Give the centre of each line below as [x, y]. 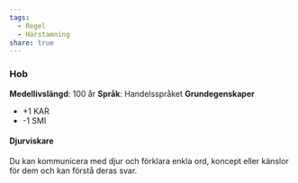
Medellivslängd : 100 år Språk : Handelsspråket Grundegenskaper [132, 93]
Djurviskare [32, 141]
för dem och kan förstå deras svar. [73, 170]
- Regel [32, 26]
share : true [32, 43]
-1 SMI [34, 120]
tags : [19, 17]
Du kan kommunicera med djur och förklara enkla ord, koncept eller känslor [149, 161]
